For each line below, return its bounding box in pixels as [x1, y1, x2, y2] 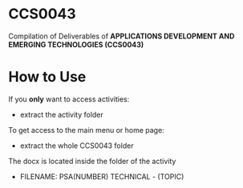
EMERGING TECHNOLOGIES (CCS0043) [8, 39, 144, 49]
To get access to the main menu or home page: [8, 125, 164, 134]
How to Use [8, 68, 87, 86]
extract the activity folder [19, 110, 104, 119]
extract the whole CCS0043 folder [19, 141, 134, 150]
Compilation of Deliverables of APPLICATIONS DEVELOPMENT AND [8, 31, 235, 41]
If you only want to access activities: [8, 94, 130, 104]
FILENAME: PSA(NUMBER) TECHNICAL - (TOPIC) [19, 171, 184, 181]
